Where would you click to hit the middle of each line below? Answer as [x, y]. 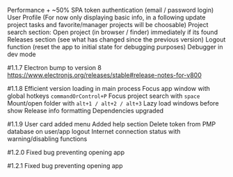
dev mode [22, 54]
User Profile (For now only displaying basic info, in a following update [106, 17]
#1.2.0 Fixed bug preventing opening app [66, 152]
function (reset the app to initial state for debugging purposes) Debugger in [115, 47]
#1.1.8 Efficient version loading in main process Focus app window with [109, 88]
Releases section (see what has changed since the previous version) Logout [116, 40]
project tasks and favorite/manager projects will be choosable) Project [108, 25]
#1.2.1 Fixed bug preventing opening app [65, 166]
